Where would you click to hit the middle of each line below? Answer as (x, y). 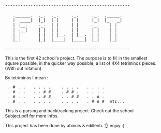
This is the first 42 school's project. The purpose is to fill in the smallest (76, 58)
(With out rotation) (23, 68)
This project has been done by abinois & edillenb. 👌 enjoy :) (65, 126)
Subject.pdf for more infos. (32, 116)
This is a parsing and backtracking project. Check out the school (69, 111)
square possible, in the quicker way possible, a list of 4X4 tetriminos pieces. (81, 63)
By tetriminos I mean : (27, 78)
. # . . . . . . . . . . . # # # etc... (66, 101)
